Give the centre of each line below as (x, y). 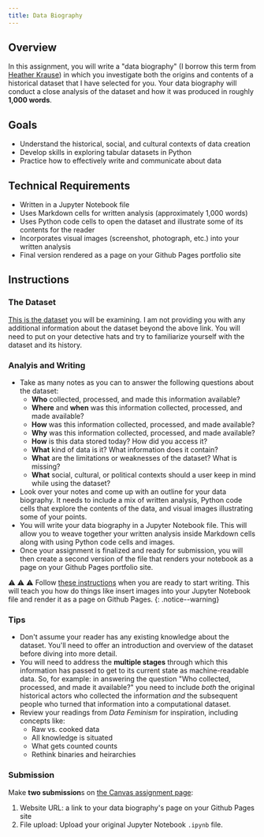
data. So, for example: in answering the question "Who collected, (125, 679)
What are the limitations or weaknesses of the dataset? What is (134, 458)
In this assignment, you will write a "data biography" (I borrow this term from (132, 66)
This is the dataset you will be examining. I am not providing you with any (127, 319)
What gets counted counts (74, 746)
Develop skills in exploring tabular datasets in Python (105, 153)
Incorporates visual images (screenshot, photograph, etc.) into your (129, 239)
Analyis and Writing (47, 365)
